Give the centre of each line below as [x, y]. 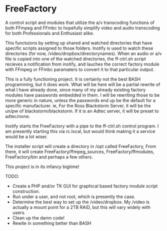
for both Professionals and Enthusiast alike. [50, 33]
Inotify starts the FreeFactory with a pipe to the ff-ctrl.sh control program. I [82, 126]
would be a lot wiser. [26, 136]
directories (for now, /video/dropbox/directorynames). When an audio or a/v [83, 53]
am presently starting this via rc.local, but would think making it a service [80, 131]
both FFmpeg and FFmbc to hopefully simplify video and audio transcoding [82, 27]
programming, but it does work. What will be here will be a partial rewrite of [83, 84]
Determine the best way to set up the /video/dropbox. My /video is [81, 202]
